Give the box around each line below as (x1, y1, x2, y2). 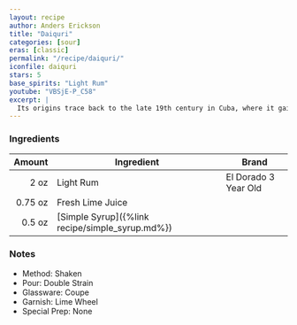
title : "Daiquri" (9, 29, 73, 38)
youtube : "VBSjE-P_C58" (9, 87, 97, 96)
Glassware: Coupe (21, 287, 90, 298)
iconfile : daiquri (9, 63, 77, 72)
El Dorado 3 (225, 170, 276, 182)
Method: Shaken (21, 267, 82, 279)
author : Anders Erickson (9, 21, 101, 30)
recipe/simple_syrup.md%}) (57, 221, 172, 234)
